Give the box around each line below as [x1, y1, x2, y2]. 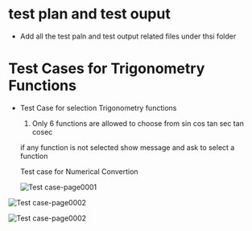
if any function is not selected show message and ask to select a [19, 142, 235, 152]
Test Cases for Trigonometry [8, 59, 205, 78]
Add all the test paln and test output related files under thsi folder [19, 31, 237, 41]
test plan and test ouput [8, 5, 171, 23]
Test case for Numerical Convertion [19, 166, 138, 176]
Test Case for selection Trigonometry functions [19, 103, 177, 112]
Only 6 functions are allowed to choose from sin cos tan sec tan [31, 118, 244, 128]
